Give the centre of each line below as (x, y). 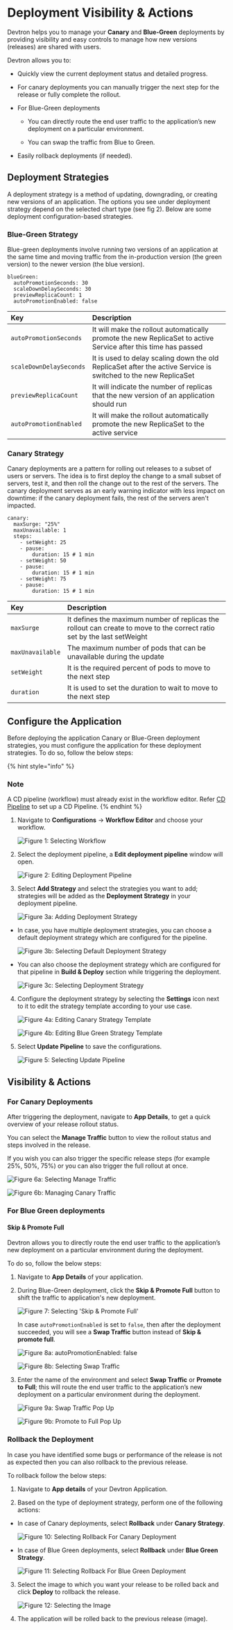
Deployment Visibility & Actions (101, 13)
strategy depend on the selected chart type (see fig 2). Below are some (109, 209)
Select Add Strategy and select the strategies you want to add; (107, 889)
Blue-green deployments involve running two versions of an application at (113, 250)
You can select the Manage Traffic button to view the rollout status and (109, 1138)
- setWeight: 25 (43, 543)
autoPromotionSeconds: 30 (51, 283)
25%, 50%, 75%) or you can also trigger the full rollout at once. (98, 1166)
